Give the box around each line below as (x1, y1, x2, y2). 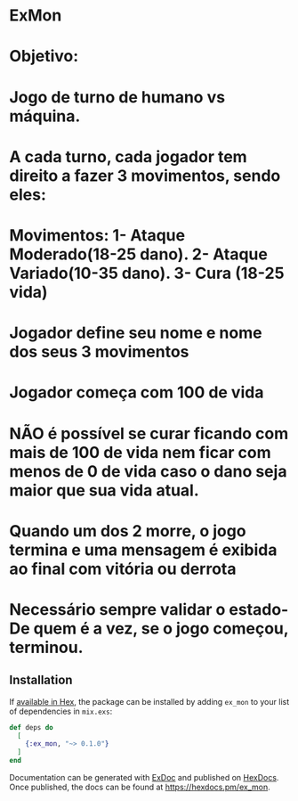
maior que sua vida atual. (9, 480, 200, 500)
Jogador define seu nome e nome (9, 323, 262, 343)
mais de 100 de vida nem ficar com (9, 442, 271, 462)
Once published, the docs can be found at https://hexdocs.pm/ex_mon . (9, 781, 270, 793)
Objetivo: (9, 46, 79, 67)
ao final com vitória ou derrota (9, 559, 237, 579)
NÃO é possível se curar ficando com (9, 423, 289, 444)
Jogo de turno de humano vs (9, 86, 225, 107)
